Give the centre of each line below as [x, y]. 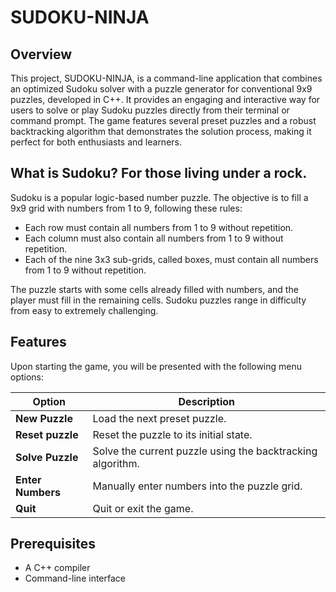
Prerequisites [53, 544]
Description [206, 401]
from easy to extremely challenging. [84, 310]
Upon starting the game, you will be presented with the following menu [156, 366]
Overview [41, 54]
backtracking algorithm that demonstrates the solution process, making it [161, 131]
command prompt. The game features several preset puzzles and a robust [163, 120]
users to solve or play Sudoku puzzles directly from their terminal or [150, 110]
